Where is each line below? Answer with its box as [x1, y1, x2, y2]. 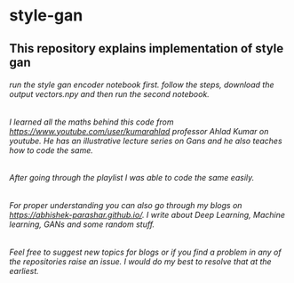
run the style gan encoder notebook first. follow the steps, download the [9, 79, 274, 90]
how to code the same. [9, 144, 93, 156]
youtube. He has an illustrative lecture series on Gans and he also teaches [9, 135, 282, 146]
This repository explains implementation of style [9, 41, 284, 56]
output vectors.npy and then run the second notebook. [9, 89, 211, 100]
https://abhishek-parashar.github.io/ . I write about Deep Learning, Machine [9, 210, 286, 220]
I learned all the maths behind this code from [9, 117, 174, 127]
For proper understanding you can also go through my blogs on [9, 200, 242, 210]
